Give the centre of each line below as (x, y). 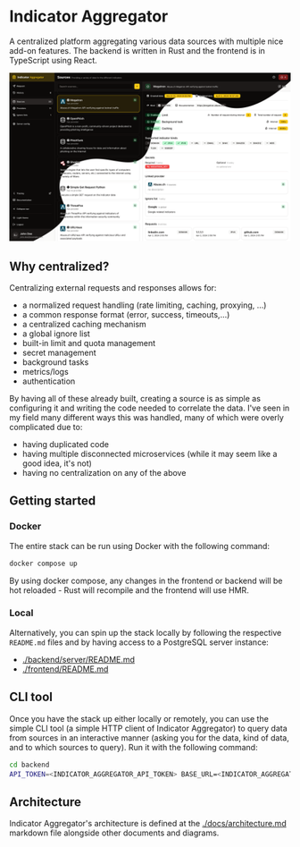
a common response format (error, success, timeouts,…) (126, 314)
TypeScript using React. (54, 60)
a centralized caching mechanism (84, 324)
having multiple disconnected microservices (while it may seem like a (150, 453)
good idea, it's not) (57, 463)
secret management (59, 352)
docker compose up (43, 563)
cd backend (29, 765)
